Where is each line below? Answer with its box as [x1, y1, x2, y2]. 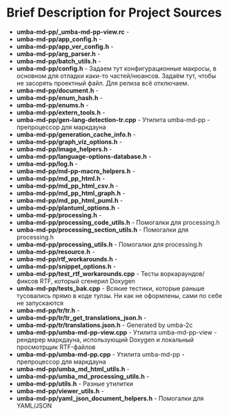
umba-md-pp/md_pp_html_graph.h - [16, 188, 126, 197]
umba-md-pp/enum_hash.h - [16, 93, 103, 101]
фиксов [16, 277, 39, 285]
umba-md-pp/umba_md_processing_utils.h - [16, 372, 150, 380]
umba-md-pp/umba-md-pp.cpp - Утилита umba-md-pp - [16, 350, 185, 358]
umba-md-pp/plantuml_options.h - [16, 204, 120, 212]
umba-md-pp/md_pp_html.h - [16, 174, 106, 182]
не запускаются [16, 299, 63, 307]
